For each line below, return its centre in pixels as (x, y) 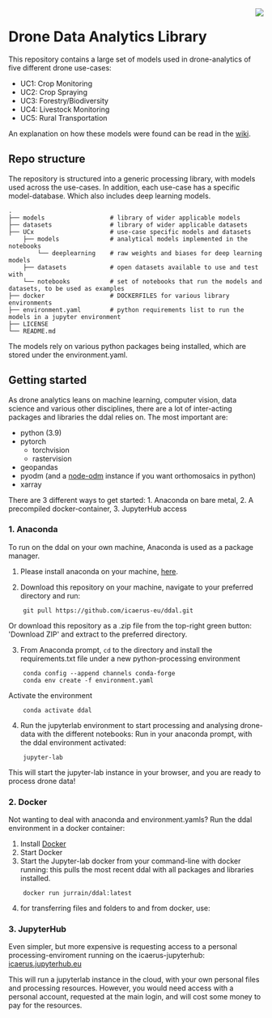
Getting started (48, 380)
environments (30, 303)
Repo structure (47, 159)
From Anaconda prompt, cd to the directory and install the (116, 650)
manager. (24, 556)
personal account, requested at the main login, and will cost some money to (135, 997)
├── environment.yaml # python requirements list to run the (126, 310)
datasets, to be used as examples (67, 288)
